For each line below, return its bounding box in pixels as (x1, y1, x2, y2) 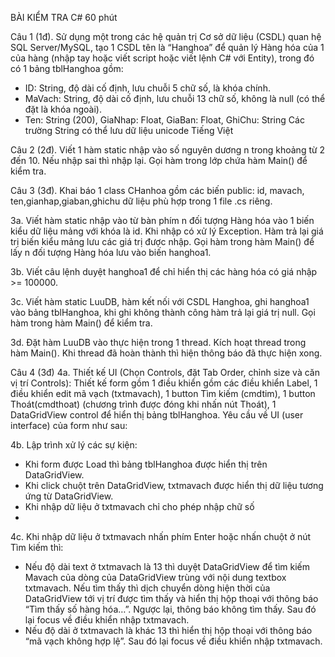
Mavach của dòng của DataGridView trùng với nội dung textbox (24, 572, 287, 583)
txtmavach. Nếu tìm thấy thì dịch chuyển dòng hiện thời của (24, 582, 271, 594)
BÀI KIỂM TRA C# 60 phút (10, 12, 118, 23)
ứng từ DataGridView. (24, 490, 114, 502)
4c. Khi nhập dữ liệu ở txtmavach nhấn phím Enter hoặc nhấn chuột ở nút (10, 531, 312, 542)
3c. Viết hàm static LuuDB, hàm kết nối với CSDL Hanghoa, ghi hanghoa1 (10, 296, 310, 307)
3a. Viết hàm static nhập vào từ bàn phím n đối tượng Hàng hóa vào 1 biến (10, 215, 315, 226)
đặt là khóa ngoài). (24, 103, 103, 115)
